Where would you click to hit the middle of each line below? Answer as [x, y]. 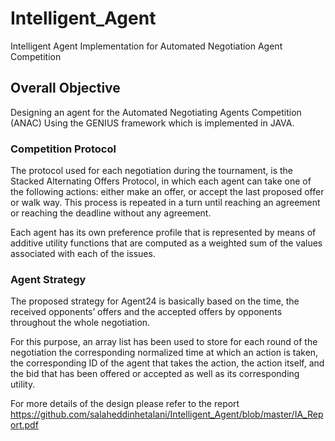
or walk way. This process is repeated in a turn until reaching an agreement [165, 203]
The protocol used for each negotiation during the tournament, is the [152, 171]
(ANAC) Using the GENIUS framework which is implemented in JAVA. [152, 123]
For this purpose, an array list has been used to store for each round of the [164, 342]
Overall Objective [65, 88]
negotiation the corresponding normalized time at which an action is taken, [164, 353]
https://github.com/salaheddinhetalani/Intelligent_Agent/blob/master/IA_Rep [167, 414]
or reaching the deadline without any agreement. [111, 213]
